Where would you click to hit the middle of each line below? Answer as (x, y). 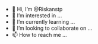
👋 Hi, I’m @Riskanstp (37, 9)
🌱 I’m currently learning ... (43, 22)
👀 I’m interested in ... (37, 15)
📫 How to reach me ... (39, 35)
